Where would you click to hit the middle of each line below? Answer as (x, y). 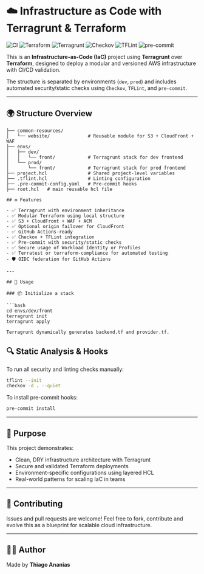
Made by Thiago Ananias (38, 564)
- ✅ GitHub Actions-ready (39, 232)
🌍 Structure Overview (49, 113)
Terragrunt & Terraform (66, 28)
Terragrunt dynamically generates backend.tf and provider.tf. (88, 332)
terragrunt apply (28, 321)
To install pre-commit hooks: (42, 398)
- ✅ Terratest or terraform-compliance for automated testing (87, 253)
